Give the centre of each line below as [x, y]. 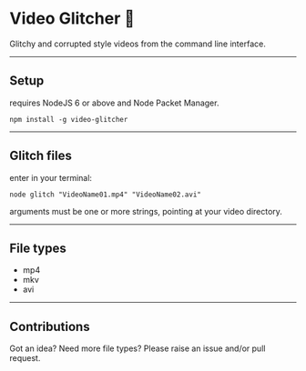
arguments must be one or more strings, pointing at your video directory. [146, 211]
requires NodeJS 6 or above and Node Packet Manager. [114, 103]
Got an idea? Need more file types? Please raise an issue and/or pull [138, 348]
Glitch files [41, 156]
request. [25, 358]
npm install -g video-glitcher [69, 119]
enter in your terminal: [51, 177]
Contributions [50, 326]
